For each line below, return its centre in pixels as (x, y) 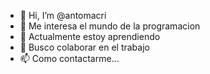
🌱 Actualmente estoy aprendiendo (90, 36)
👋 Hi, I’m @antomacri (63, 15)
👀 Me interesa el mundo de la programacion (110, 26)
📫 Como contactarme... (69, 58)
